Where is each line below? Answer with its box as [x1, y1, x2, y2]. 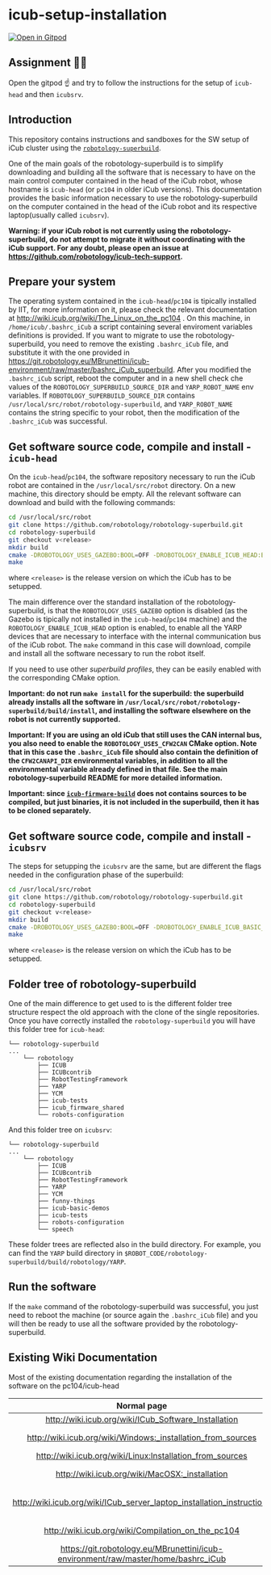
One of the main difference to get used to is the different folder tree [8, 999, 232, 1009]
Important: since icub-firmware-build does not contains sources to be [8, 789, 248, 798]
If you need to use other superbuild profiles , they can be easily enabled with [8, 664, 262, 674]
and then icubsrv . [24, 89, 84, 99]
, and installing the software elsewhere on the [94, 705, 252, 716]
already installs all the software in [8, 697, 123, 707]
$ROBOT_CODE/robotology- [124, 1250, 208, 1258]
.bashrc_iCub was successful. [8, 416, 107, 426]
